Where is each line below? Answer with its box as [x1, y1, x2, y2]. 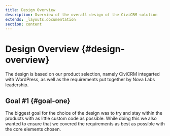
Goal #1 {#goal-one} [5, 96, 71, 105]
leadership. [5, 82, 29, 88]
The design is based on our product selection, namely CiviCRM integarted [5, 71, 160, 77]
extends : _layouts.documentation [5, 17, 76, 22]
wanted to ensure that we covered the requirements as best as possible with [5, 121, 165, 127]
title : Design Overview [5, 7, 56, 13]
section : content [5, 21, 42, 27]
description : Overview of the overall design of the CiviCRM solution [5, 12, 158, 17]
